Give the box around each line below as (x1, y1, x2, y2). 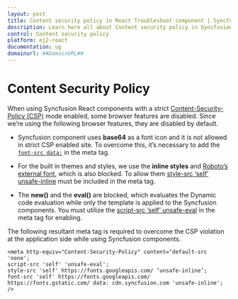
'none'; (7, 254, 30, 261)
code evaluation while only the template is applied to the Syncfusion (17, 198, 217, 207)
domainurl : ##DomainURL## (7, 50, 84, 58)
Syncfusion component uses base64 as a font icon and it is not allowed (17, 133, 227, 141)
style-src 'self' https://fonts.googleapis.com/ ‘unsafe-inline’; (7, 267, 208, 274)
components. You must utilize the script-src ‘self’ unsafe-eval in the (17, 205, 215, 214)
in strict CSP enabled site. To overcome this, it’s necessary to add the (17, 140, 220, 149)
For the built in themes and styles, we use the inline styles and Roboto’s (17, 161, 228, 170)
